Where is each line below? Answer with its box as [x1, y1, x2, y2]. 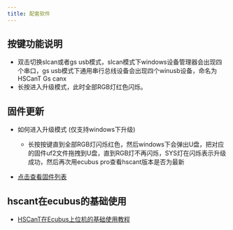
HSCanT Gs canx [17, 74, 67, 83]
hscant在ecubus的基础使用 [7, 195, 127, 207]
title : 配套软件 [7, 10, 50, 18]
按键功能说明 [7, 38, 63, 50]
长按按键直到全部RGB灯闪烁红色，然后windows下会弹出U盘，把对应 [27, 140, 225, 149]
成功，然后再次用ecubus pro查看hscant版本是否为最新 [27, 158, 185, 166]
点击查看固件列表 [17, 172, 67, 181]
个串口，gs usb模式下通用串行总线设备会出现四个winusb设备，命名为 [17, 67, 218, 75]
